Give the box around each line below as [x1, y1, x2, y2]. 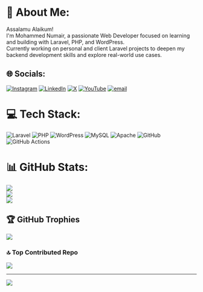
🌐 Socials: [6, 69, 46, 79]
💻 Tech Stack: [6, 107, 81, 121]
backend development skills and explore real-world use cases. [6, 51, 162, 58]
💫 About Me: [6, 5, 70, 19]
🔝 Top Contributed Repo [6, 248, 79, 257]
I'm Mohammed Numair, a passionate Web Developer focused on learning [6, 32, 190, 39]
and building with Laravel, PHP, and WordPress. [6, 38, 125, 45]
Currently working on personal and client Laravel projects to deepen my [6, 45, 185, 52]
